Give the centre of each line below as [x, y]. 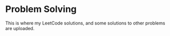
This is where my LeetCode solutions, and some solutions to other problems [85, 23]
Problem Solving [41, 9]
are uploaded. [20, 28]
